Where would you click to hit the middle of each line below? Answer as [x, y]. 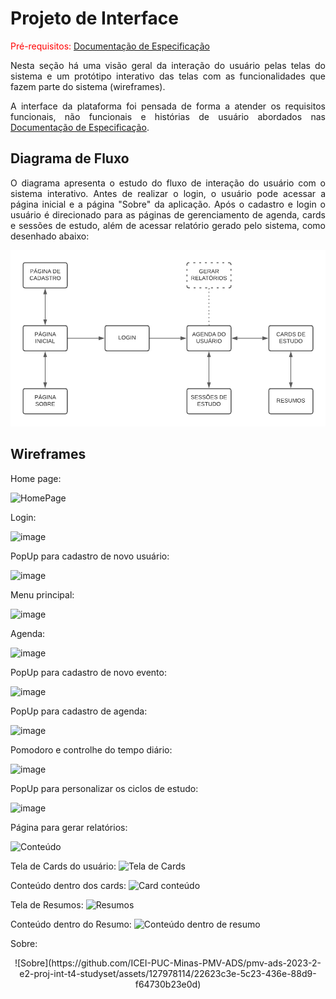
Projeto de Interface [94, 18]
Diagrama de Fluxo [70, 158]
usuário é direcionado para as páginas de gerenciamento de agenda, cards [168, 214]
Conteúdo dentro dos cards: [68, 885]
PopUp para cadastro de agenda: [79, 711]
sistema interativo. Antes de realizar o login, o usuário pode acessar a [168, 193]
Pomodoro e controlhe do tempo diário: [91, 749]
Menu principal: [42, 594]
